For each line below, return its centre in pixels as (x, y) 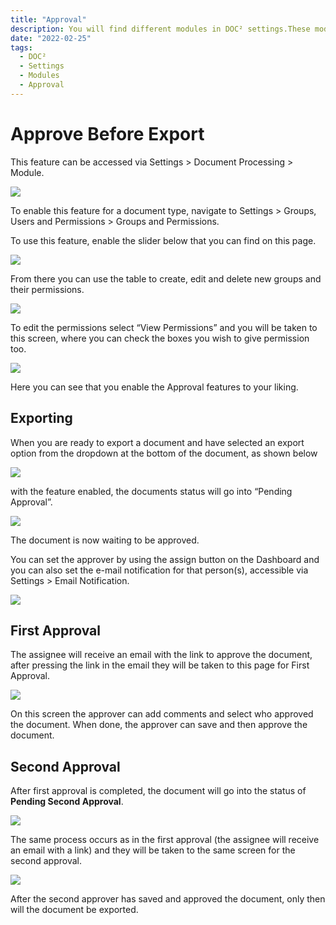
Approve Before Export (107, 133)
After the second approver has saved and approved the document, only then (168, 899)
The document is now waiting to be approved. (105, 540)
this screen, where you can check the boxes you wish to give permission (160, 338)
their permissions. (47, 289)
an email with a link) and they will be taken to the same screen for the (153, 850)
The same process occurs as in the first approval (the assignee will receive (165, 840)
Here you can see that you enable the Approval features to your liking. (154, 387)
